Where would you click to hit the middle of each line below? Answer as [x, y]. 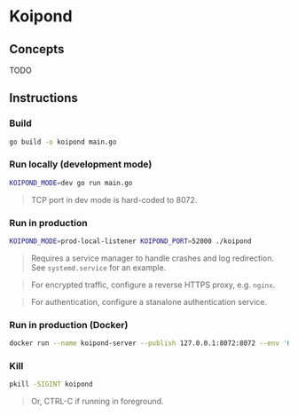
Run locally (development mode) [81, 164]
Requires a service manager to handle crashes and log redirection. [153, 258]
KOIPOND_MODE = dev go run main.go [71, 183]
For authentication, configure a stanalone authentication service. [149, 301]
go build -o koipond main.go [63, 142]
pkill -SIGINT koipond [51, 384]
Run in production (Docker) [69, 325]
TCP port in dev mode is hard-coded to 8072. [114, 200]
